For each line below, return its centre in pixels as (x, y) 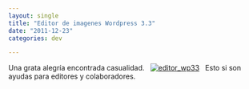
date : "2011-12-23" (41, 30)
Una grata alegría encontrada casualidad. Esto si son (125, 68)
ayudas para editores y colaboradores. (72, 76)
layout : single (34, 16)
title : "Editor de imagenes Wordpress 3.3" (82, 23)
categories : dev (35, 38)
